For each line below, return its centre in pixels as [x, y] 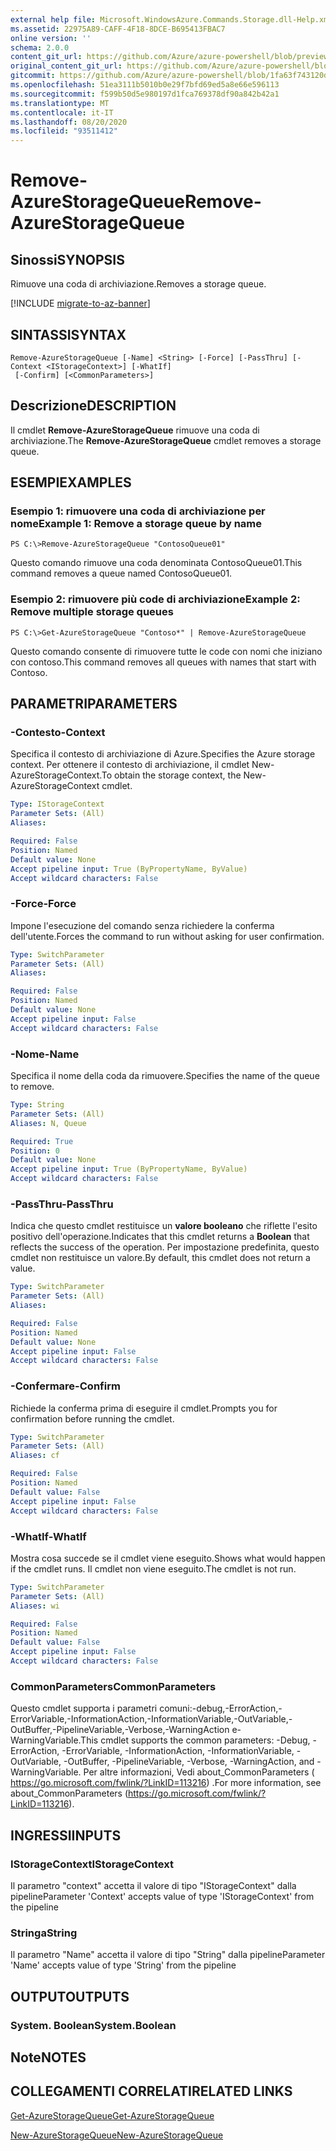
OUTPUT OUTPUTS [70, 1996]
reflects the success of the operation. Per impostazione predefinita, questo [165, 1247]
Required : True [42, 1141]
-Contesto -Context [58, 733]
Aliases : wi [35, 1606]
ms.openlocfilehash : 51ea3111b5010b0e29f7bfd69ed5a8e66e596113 [145, 85]
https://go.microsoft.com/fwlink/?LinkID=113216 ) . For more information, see [166, 1783]
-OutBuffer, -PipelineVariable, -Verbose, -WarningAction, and [189, 1762]
